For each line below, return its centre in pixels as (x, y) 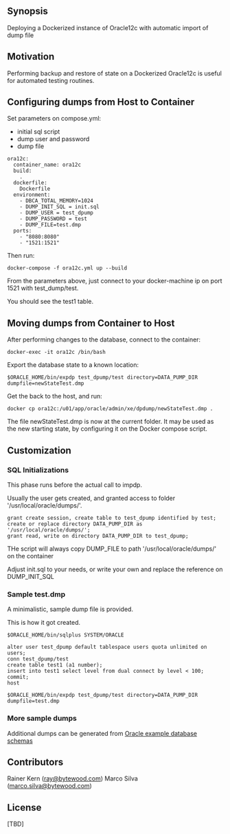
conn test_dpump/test (38, 659)
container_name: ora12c (47, 165)
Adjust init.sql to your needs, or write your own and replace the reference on (115, 569)
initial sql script (38, 132)
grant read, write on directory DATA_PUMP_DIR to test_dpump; (98, 536)
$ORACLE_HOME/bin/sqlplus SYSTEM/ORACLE (66, 635)
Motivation (31, 57)
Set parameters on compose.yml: (54, 119)
